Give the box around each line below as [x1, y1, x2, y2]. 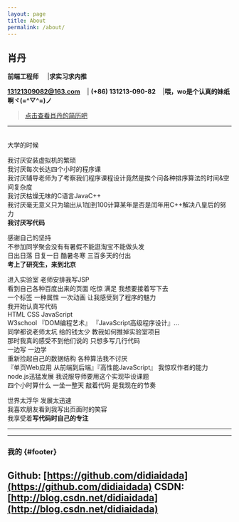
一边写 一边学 [7, 345, 47, 354]
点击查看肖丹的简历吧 [24, 111, 87, 120]
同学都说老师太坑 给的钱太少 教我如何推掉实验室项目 [7, 327, 161, 336]
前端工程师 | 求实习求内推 [7, 72, 87, 81]
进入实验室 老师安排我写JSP [7, 275, 90, 284]
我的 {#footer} [7, 447, 58, 457]
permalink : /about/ [7, 24, 65, 31]
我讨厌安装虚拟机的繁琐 [7, 156, 76, 165]
